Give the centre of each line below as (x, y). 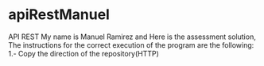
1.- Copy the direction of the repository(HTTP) (83, 53)
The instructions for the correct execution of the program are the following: (131, 45)
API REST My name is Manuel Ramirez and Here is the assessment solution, (132, 37)
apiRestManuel (59, 15)
